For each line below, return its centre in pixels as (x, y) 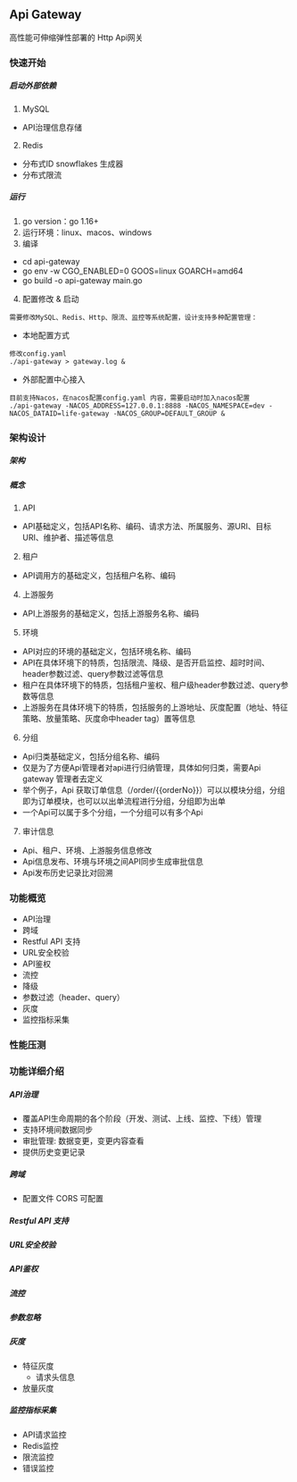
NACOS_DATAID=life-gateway (59, 413)
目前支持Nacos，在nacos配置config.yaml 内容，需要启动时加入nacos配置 (130, 398)
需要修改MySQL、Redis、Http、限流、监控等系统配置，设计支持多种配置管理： (134, 317)
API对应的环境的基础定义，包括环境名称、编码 (107, 651)
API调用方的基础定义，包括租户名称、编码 (99, 575)
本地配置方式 (45, 335)
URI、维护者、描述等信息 (68, 537)
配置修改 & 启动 (50, 299)
